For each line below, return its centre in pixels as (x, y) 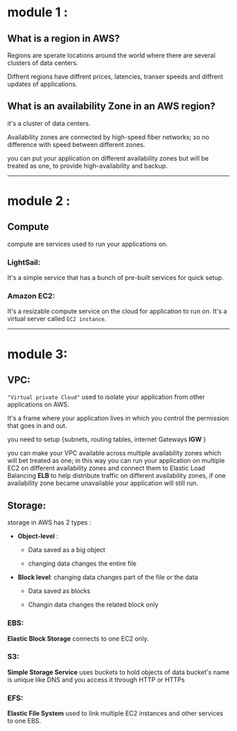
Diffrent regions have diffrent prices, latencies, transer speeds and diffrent (115, 76)
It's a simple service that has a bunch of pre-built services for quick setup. (116, 278)
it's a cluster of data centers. (49, 123)
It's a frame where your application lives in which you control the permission (118, 419)
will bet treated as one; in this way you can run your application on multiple (116, 461)
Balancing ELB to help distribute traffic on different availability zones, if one (116, 476)
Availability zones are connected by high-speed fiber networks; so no (108, 137)
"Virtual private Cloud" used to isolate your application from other (107, 397)
